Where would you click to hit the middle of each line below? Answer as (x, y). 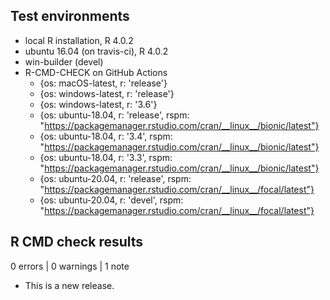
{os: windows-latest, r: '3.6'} (98, 104)
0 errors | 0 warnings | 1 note (70, 266)
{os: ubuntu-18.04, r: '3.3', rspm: (106, 157)
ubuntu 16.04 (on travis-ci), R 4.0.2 (96, 51)
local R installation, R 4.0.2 (79, 40)
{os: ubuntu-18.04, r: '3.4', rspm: (106, 136)
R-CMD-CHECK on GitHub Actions (96, 72)
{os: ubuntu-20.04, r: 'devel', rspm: (111, 200)
